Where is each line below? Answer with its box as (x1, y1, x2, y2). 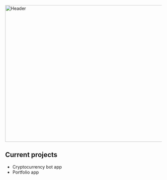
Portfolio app (12, 169, 39, 175)
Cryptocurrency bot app (12, 164, 62, 170)
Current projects (5, 151, 58, 159)
